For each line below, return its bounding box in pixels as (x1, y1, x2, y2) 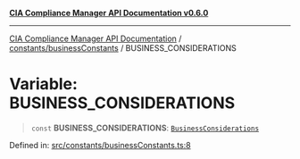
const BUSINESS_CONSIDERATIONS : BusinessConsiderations (30, 122, 260, 133)
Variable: (9, 74, 79, 95)
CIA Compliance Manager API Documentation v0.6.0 (9, 8, 209, 18)
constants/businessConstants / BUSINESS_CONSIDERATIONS (9, 43, 237, 53)
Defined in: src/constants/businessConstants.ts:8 (9, 139, 191, 150)
